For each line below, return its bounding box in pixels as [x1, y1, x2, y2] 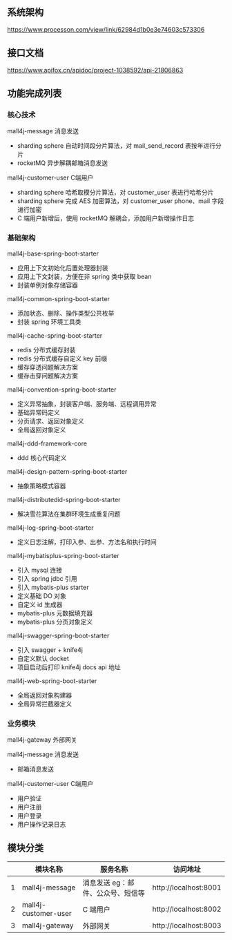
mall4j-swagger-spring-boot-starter [7, 631, 110, 640]
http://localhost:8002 [152, 904, 222, 914]
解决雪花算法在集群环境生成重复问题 [17, 510, 121, 518]
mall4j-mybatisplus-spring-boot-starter [7, 551, 119, 559]
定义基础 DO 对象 [17, 591, 67, 600]
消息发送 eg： [82, 878, 128, 888]
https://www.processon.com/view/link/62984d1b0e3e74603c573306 [7, 25, 205, 33]
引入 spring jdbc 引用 [17, 574, 77, 582]
